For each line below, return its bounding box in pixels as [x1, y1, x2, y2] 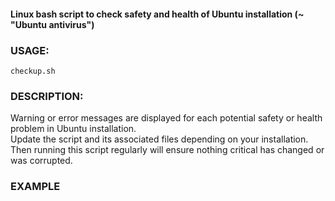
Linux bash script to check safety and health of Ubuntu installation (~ [10, 8, 305, 20]
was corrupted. [10, 155, 73, 167]
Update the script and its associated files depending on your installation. [10, 133, 309, 145]
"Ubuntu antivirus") [10, 18, 95, 30]
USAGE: [10, 43, 50, 57]
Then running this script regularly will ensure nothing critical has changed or [10, 144, 325, 156]
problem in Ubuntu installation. [10, 123, 137, 135]
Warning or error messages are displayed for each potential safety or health [10, 112, 323, 124]
